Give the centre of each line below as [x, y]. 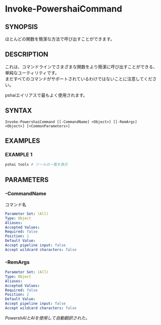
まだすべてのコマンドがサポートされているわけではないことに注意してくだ [79, 79]
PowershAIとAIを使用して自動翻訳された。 [47, 318]
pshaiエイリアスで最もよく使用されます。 [46, 95]
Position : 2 [17, 295]
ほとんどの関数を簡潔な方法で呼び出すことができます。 [60, 39]
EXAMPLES [22, 141]
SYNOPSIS [22, 27]
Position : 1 [17, 236]
